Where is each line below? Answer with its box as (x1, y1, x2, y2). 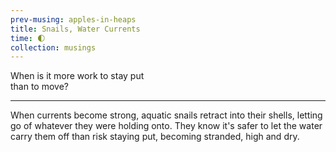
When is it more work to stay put (10, 70, 145, 82)
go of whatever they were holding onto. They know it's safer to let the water (10, 120, 323, 132)
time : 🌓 (10, 33, 46, 43)
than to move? (10, 81, 70, 93)
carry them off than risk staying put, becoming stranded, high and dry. (10, 131, 300, 143)
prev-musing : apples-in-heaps (10, 14, 137, 25)
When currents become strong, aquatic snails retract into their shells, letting (10, 109, 323, 121)
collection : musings (10, 42, 97, 53)
